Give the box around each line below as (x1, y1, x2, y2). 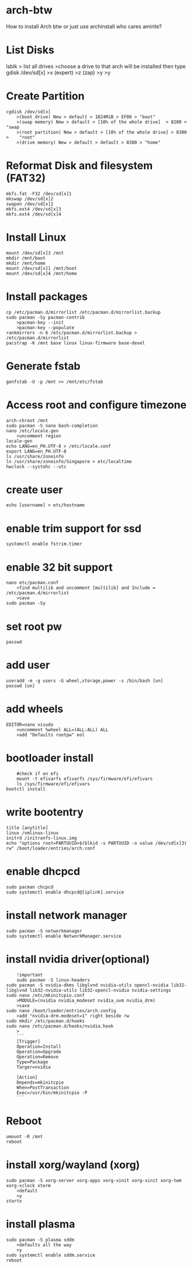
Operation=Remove (16, 1054, 59, 1060)
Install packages (6, 290, 88, 303)
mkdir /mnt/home (6, 260, 46, 266)
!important (16, 972, 43, 978)
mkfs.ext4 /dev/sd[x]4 (6, 211, 61, 217)
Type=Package (16, 1059, 49, 1065)
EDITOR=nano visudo (6, 722, 54, 728)
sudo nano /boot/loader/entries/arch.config (6, 1007, 116, 1013)
